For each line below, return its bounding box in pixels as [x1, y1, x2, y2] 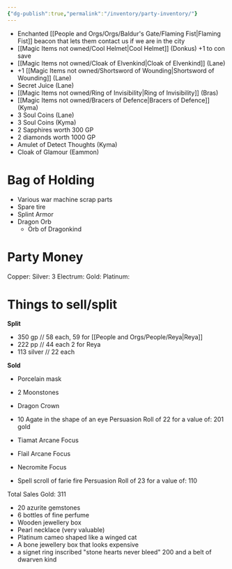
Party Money [7, 249, 84, 265]
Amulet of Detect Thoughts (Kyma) [17, 140, 118, 148]
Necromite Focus [17, 463, 67, 471]
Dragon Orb [17, 217, 52, 226]
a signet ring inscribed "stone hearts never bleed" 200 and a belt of [17, 548, 212, 556]
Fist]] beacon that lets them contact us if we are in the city [17, 36, 185, 45]
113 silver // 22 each [17, 348, 75, 356]
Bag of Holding [7, 172, 95, 188]
